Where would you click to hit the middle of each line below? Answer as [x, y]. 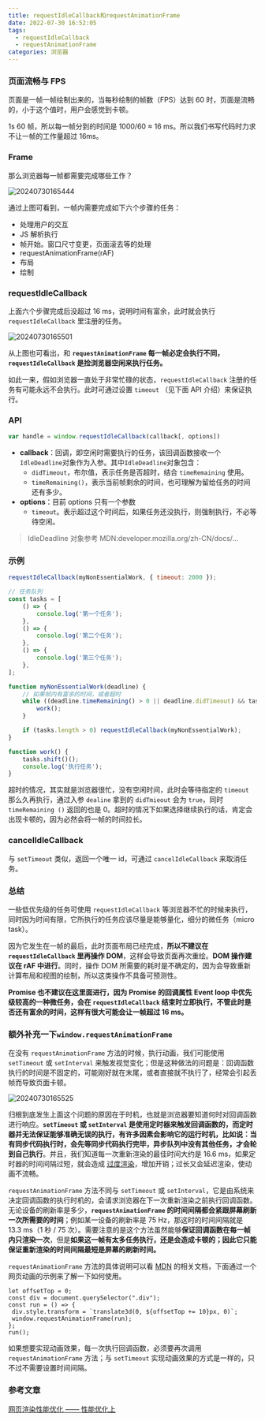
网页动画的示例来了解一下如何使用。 [67, 1276]
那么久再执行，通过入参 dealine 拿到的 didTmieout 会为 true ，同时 [116, 800]
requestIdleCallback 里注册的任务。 [67, 321]
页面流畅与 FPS [37, 81]
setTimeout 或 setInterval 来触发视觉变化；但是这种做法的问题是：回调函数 [131, 1063]
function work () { [38, 752]
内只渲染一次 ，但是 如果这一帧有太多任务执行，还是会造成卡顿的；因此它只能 [132, 1240]
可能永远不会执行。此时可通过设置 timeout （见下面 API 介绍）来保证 [134, 389]
